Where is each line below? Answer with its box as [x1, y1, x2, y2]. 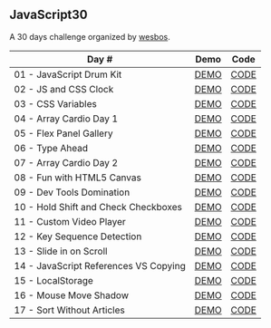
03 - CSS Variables [14, 97, 97, 110]
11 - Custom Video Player [14, 215, 127, 227]
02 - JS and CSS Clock [14, 82, 114, 95]
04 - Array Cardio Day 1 [14, 112, 119, 125]
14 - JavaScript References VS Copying [14, 259, 186, 272]
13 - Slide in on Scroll [14, 245, 108, 257]
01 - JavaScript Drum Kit [14, 68, 122, 81]
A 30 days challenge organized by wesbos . [9, 31, 170, 42]
